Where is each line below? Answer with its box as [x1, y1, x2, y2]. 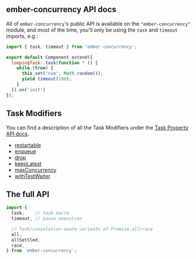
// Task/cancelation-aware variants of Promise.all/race [11, 226, 153, 232]
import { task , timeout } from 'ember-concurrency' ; [6, 44, 137, 50]
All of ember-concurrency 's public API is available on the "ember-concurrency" [6, 20, 191, 27]
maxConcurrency [14, 166, 57, 173]
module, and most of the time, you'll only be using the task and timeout [6, 26, 178, 33]
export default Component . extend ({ [6, 54, 93, 60]
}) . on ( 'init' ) [11, 87, 46, 93]
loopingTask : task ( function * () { [11, 60, 98, 66]
